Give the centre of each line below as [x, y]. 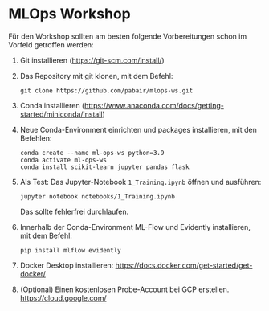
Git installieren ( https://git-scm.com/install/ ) [92, 60]
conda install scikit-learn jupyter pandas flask [105, 167]
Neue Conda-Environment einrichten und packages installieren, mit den [138, 129]
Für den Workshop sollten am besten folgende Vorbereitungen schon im [128, 36]
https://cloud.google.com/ [63, 297]
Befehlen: [36, 138]
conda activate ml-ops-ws [63, 160]
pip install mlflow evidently [71, 250]
